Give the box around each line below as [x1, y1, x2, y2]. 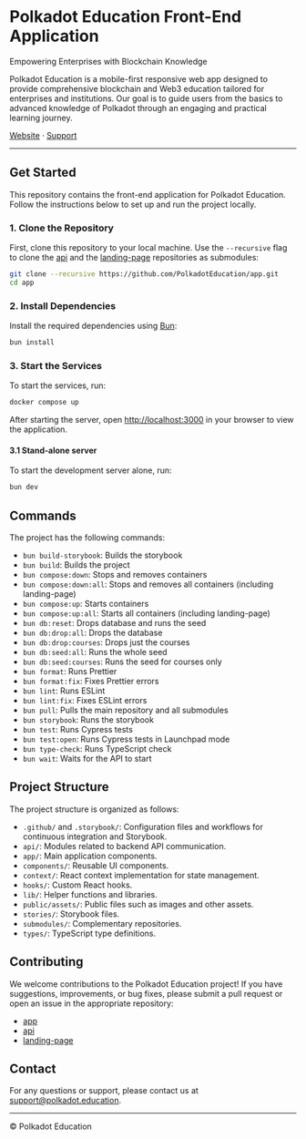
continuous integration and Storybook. [22, 831, 168, 842]
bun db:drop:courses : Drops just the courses [22, 637, 190, 648]
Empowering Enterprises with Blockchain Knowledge [9, 56, 208, 67]
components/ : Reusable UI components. [22, 859, 169, 871]
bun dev [9, 483, 39, 492]
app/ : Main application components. [22, 850, 158, 861]
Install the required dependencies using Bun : [9, 321, 178, 332]
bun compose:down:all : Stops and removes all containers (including [22, 579, 274, 590]
